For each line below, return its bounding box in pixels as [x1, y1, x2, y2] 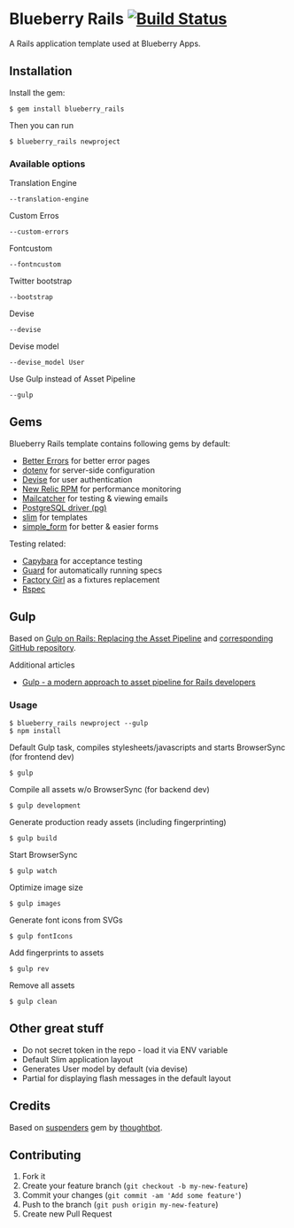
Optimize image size [9, 882, 84, 892]
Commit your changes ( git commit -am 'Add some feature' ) [21, 1190, 242, 1201]
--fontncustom [9, 260, 62, 269]
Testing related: [9, 538, 66, 549]
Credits [9, 1099, 51, 1114]
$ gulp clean [9, 997, 58, 1006]
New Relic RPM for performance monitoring [21, 483, 182, 494]
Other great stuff [9, 1021, 104, 1036]
